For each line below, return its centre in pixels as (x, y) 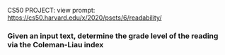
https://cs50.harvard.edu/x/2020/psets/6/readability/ (85, 18)
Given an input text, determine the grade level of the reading (113, 36)
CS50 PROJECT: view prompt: (51, 10)
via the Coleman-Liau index (56, 44)
